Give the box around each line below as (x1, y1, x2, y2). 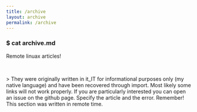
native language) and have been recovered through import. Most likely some (6, 81, 191, 88)
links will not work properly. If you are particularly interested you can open (6, 88, 186, 95)
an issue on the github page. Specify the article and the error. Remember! (6, 94, 184, 101)
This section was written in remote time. (6, 100, 103, 107)
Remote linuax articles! (6, 52, 62, 60)
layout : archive (6, 14, 46, 20)
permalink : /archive (6, 19, 57, 25)
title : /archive (6, 8, 46, 15)
